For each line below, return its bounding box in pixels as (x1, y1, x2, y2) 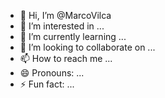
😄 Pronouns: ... (19, 67, 85, 79)
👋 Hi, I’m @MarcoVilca (19, 10, 112, 21)
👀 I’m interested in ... (19, 20, 105, 32)
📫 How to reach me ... (19, 53, 113, 64)
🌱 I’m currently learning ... (19, 31, 127, 42)
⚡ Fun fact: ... (19, 78, 75, 90)
